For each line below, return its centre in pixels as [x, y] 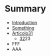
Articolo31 [22, 33]
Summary [25, 9]
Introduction [24, 22]
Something [23, 27]
